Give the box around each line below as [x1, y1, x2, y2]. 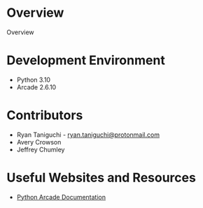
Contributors [6, 107, 83, 124]
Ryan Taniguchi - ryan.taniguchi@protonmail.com [16, 131, 160, 139]
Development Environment [6, 52, 165, 68]
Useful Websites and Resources [6, 170, 197, 186]
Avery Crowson [16, 138, 62, 146]
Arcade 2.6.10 [16, 82, 57, 91]
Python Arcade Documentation [16, 193, 106, 201]
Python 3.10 [16, 75, 50, 84]
